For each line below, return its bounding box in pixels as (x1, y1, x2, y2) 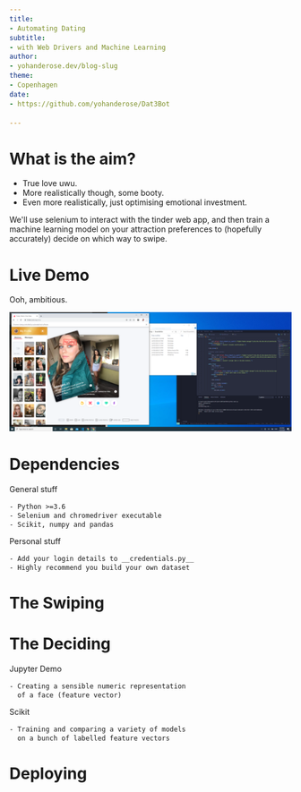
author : (9, 52, 39, 62)
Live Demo (9, 265, 90, 285)
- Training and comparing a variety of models (9, 725, 186, 734)
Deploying (9, 763, 88, 784)
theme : (9, 72, 34, 81)
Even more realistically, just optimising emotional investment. (21, 197, 248, 208)
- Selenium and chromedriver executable (9, 511, 163, 520)
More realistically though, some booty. (21, 188, 164, 199)
